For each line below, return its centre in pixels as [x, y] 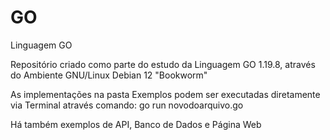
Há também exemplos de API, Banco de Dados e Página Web [136, 124]
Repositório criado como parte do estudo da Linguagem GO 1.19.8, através [163, 64]
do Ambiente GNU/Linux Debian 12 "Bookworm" [109, 75]
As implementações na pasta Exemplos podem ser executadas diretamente [165, 94]
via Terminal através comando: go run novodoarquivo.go [127, 105]
